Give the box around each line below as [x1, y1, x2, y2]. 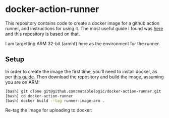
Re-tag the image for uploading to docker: [5, 107, 92, 113]
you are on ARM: [5, 79, 40, 85]
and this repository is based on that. [5, 31, 80, 37]
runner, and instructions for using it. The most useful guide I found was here [5, 25, 163, 31]
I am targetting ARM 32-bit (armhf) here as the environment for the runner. [5, 40, 160, 46]
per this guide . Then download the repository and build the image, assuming [5, 74, 164, 80]
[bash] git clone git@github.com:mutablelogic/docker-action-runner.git [5, 89, 161, 94]
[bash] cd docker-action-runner [5, 93, 73, 98]
